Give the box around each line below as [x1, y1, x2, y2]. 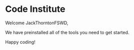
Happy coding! [5, 39, 36, 45]
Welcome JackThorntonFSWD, [5, 20, 68, 26]
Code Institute [5, 3, 66, 15]
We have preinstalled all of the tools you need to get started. [5, 29, 129, 35]
